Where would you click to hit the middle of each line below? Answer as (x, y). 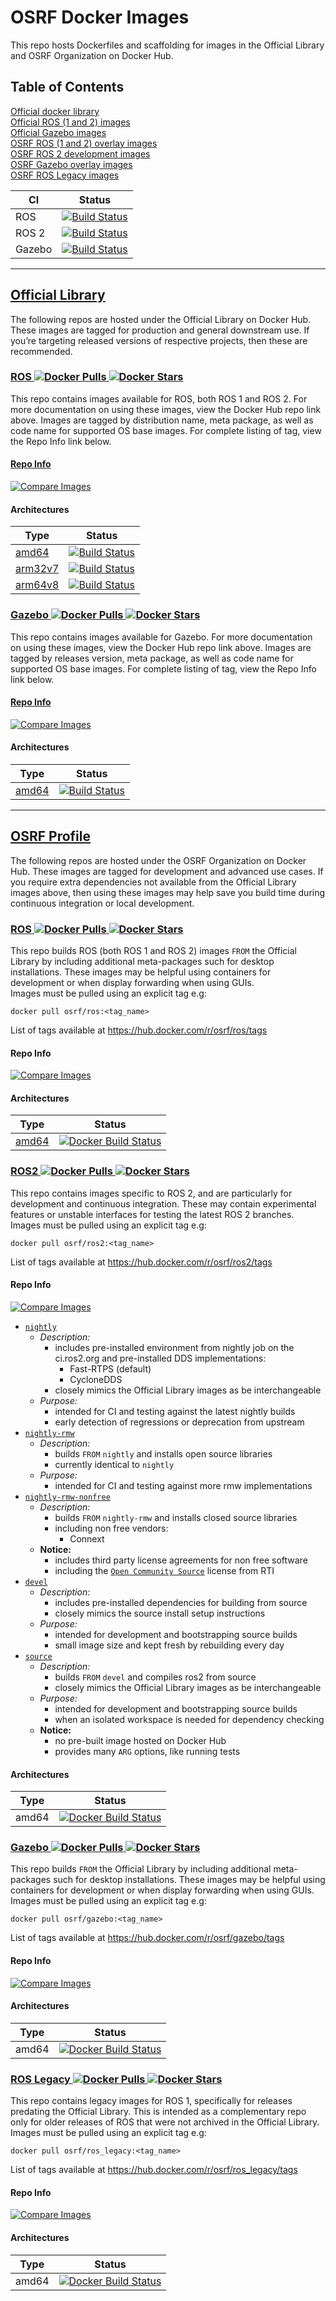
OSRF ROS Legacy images (65, 175)
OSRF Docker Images (100, 17)
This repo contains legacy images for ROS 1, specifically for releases (151, 2101)
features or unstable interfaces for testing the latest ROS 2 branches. (152, 1214)
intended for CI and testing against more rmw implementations (183, 1485)
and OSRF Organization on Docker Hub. (92, 55)
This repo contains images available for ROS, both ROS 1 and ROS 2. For (159, 398)
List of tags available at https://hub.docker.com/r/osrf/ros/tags (139, 1030)
